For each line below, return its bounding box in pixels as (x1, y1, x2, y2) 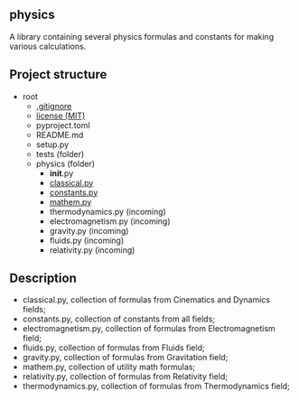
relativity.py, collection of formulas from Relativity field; (22, 371, 229, 382)
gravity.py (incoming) (49, 225, 129, 236)
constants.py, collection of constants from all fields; (22, 313, 215, 324)
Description (9, 271, 77, 286)
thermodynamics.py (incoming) (49, 206, 167, 217)
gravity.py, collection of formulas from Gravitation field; (22, 352, 229, 363)
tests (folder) (35, 148, 85, 159)
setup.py (35, 139, 70, 150)
